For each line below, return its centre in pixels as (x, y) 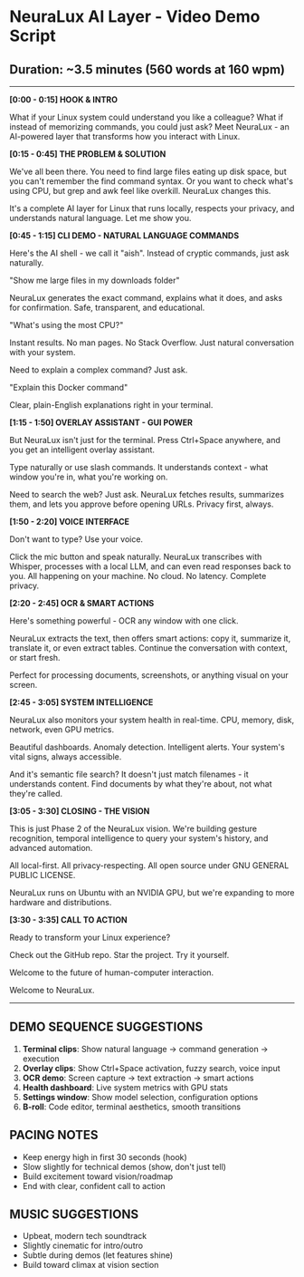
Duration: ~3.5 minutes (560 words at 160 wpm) (147, 69)
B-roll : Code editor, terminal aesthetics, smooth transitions (132, 1107)
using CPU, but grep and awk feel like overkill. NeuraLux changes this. (140, 191)
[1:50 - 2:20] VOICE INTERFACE (69, 522)
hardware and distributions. (61, 902)
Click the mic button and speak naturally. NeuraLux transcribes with (136, 556)
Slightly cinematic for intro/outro (82, 1246)
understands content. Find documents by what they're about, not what (141, 784)
